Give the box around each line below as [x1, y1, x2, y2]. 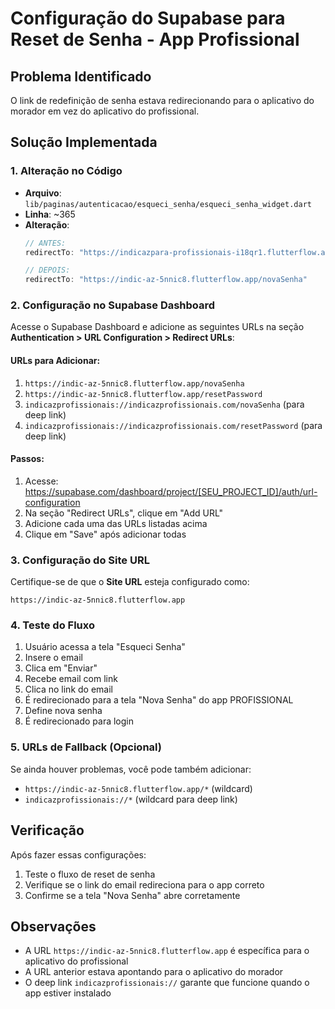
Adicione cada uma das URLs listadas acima [24, 517, 208, 529]
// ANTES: [24, 238, 67, 248]
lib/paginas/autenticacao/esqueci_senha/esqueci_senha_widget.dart [24, 199, 312, 209]
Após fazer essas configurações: [10, 848, 147, 861]
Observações [10, 918, 97, 935]
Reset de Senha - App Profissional [10, 28, 300, 51]
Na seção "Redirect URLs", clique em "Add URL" [24, 507, 224, 519]
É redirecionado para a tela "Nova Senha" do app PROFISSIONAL [24, 694, 294, 706]
